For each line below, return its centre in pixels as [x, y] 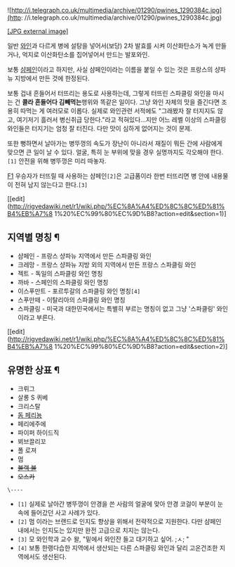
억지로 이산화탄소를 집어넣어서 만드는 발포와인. [86, 55]
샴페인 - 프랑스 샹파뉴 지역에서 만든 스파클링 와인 [85, 255]
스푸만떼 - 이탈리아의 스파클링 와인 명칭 [71, 300]
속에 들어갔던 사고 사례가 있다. [59, 512]
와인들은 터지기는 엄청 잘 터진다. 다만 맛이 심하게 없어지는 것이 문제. [100, 128]
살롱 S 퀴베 [33, 397]
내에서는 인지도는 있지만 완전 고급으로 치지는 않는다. [88, 530]
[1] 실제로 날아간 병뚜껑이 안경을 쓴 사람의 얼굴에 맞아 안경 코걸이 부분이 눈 [120, 504]
